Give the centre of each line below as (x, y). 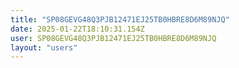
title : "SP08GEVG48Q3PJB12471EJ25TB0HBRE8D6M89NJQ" (120, 19)
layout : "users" (44, 47)
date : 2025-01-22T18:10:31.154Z (77, 29)
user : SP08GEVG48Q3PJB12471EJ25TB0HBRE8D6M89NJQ (113, 38)
